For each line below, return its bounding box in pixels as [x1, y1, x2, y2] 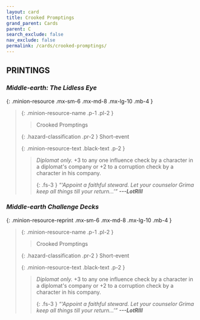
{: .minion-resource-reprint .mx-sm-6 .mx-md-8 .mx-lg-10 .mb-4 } [6, 217, 172, 224]
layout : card [6, 9, 39, 15]
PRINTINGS [6, 65, 50, 76]
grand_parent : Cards [6, 20, 59, 26]
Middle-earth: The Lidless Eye [6, 83, 97, 92]
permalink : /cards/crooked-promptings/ [6, 43, 107, 49]
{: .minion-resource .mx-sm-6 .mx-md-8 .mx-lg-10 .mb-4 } [6, 97, 153, 105]
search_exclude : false [6, 32, 64, 38]
